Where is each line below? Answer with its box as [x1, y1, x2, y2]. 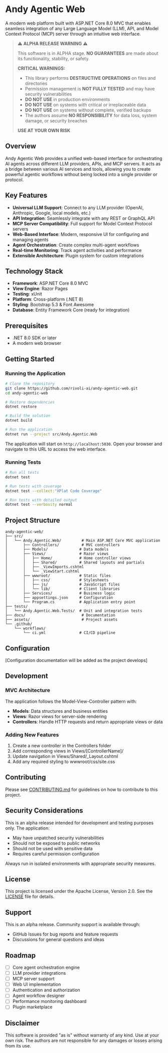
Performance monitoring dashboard [12, 998, 87, 1004]
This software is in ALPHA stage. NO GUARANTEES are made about [17, 50, 158, 56]
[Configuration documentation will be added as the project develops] [5, 657, 148, 663]
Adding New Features [5, 731, 59, 738]
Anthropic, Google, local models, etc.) [12, 210, 91, 216]
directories [25, 80, 48, 86]
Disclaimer [5, 1019, 40, 1027]
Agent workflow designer [12, 993, 65, 999]
